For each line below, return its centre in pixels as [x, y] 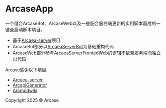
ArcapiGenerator [30, 85]
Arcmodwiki [25, 90]
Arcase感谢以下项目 [26, 70]
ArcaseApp [29, 9]
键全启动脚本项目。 [25, 29]
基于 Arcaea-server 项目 [36, 40]
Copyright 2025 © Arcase [32, 100]
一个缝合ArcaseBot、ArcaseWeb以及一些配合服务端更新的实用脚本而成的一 [83, 23]
